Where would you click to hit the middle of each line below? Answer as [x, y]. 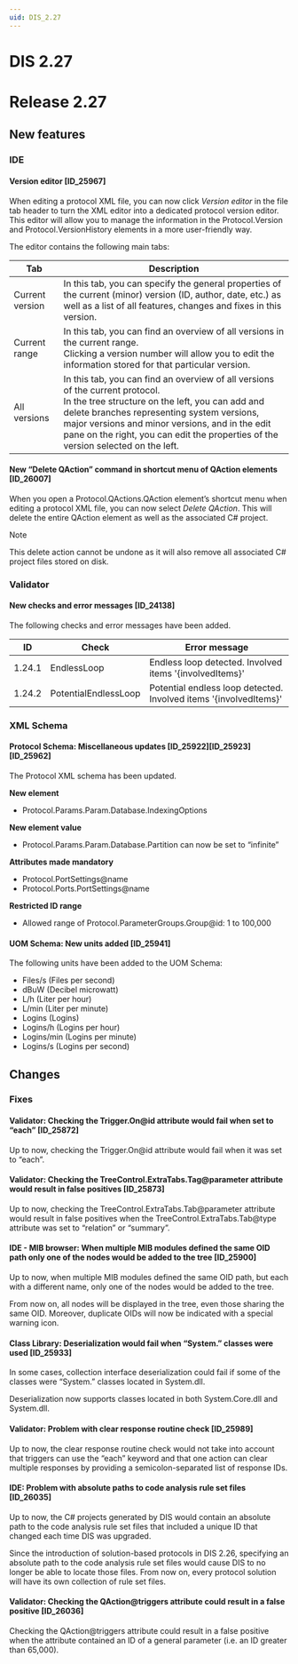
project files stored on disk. [59, 561]
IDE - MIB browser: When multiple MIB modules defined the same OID [140, 1248]
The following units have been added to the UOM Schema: [116, 963]
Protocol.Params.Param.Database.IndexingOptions [114, 810]
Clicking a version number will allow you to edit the [169, 354]
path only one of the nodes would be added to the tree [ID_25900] [133, 1257]
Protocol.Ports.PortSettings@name [86, 888]
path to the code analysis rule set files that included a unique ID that [133, 1526]
